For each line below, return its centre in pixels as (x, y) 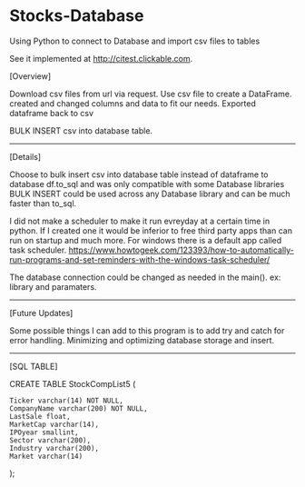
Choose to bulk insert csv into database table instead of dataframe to (139, 174)
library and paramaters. (53, 286)
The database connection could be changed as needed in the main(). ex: (145, 277)
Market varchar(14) (46, 456)
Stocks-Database (77, 16)
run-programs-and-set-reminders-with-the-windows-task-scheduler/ (140, 259)
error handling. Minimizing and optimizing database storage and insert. (142, 340)
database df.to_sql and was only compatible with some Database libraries (147, 184)
